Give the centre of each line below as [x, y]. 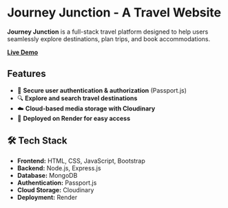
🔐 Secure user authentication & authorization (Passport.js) [102, 90]
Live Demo [23, 52]
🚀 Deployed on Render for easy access [74, 118]
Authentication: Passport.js [57, 183]
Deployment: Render [47, 197]
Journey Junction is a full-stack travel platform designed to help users [108, 32]
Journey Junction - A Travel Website [114, 13]
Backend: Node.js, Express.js [59, 168]
